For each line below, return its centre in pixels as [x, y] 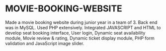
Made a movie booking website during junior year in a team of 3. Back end [81, 22]
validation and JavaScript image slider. [45, 43]
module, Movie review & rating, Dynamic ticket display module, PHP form [80, 38]
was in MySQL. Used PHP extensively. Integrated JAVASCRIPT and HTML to [83, 27]
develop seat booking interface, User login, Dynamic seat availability [75, 33]
